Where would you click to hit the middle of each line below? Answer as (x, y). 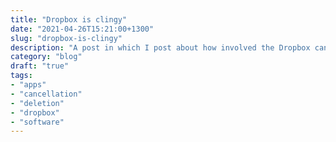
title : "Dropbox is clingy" (69, 19)
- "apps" (28, 85)
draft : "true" (40, 66)
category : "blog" (46, 57)
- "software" (37, 122)
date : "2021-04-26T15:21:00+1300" (82, 29)
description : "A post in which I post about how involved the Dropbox (160, 47)
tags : (21, 76)
